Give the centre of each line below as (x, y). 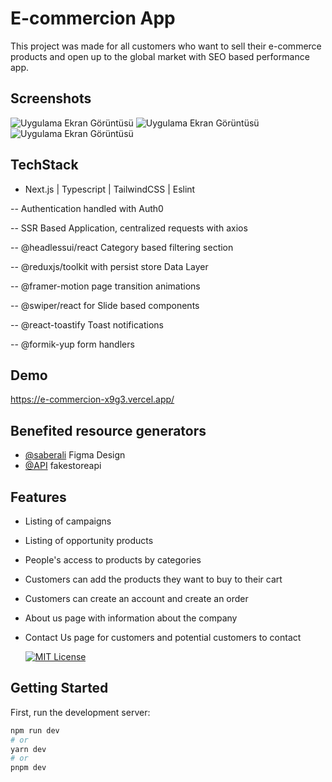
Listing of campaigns (68, 521)
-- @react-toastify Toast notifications (87, 324)
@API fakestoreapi (63, 466)
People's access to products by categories (113, 560)
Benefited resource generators (108, 430)
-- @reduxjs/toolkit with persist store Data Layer (109, 266)
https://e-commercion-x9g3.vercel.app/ (92, 399)
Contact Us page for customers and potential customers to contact (163, 637)
